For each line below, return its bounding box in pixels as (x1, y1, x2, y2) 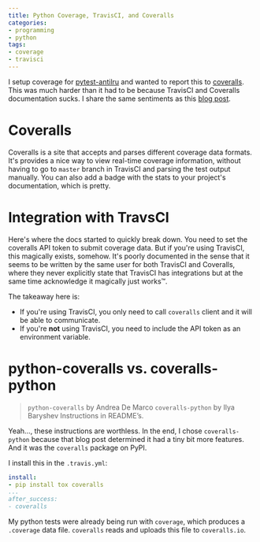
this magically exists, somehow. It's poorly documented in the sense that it (8, 251, 250, 261)
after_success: (8, 496, 58, 503)
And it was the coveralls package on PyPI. (8, 443, 147, 452)
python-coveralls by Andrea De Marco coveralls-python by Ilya (27, 403, 235, 412)
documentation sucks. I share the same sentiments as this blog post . (8, 94, 231, 103)
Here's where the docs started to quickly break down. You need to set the (8, 234, 248, 244)
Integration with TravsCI (8, 209, 169, 226)
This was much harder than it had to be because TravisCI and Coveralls (8, 85, 240, 95)
